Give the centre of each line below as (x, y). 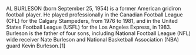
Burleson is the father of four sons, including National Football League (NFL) (99, 33)
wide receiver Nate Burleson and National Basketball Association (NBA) (93, 39)
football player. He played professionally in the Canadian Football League (95, 15)
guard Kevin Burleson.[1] (36, 46)
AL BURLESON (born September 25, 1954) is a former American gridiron (94, 8)
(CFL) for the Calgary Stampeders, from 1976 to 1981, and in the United (92, 21)
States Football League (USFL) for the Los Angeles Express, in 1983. (89, 27)
